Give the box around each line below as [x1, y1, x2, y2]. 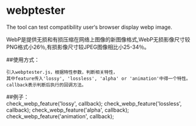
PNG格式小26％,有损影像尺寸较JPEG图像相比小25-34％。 [6, 43, 150, 50]
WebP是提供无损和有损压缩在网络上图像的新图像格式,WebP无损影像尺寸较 [6, 35, 191, 43]
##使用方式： [6, 56, 40, 63]
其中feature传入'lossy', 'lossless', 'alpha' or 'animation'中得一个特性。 [6, 76, 191, 82]
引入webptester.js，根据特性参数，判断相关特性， [6, 69, 118, 75]
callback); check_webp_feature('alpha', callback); [6, 106, 130, 113]
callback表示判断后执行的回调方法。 [6, 82, 86, 88]
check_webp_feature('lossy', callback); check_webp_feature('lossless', [6, 100, 182, 107]
